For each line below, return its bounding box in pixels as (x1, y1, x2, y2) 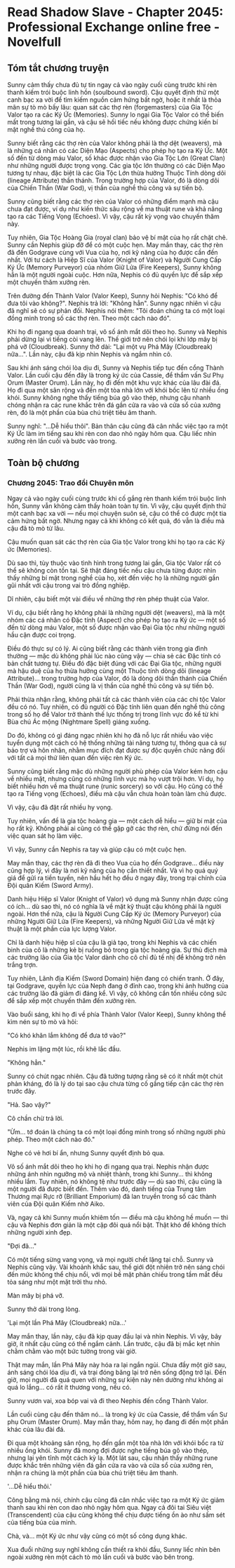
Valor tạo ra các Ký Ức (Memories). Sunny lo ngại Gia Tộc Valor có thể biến (7, 110, 224, 119)
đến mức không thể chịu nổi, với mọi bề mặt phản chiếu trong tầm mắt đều (7, 1270, 223, 1278)
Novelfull (7, 34, 62, 50)
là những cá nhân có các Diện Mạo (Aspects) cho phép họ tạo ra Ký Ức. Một (7, 147, 228, 154)
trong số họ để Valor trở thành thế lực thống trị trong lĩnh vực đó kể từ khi (7, 710, 219, 718)
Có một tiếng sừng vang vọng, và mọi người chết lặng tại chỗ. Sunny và (7, 1255, 214, 1263)
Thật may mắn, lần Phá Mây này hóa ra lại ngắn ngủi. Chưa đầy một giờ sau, (7, 1360, 227, 1369)
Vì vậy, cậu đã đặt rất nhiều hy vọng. (7, 803, 113, 811)
